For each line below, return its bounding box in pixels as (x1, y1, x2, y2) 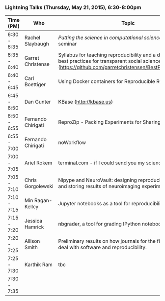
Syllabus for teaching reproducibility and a (58, 51, 156, 58)
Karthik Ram (24, 261, 53, 268)
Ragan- (34, 197, 53, 204)
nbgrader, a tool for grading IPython (58, 221, 141, 227)
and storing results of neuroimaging (58, 183, 141, 190)
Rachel (24, 34, 41, 41)
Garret (24, 55, 39, 62)
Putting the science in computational (58, 34, 143, 41)
